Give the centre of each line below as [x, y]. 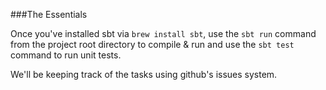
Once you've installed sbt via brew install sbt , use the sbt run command [163, 33]
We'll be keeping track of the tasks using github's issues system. [144, 74]
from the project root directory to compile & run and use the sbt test [152, 44]
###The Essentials [49, 14]
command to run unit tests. [66, 55]
